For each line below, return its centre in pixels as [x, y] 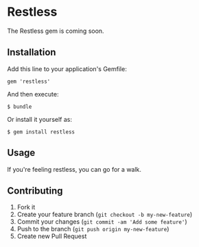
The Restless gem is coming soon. [56, 31]
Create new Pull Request [52, 236]
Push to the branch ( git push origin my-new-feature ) [93, 229]
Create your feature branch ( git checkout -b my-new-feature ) [105, 214]
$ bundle [20, 107]
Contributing [35, 191]
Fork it [26, 207]
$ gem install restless [41, 132]
